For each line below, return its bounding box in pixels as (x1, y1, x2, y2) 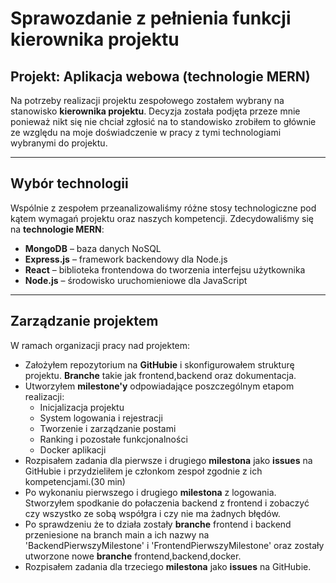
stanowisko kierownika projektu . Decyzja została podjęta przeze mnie (10, 105, 301, 117)
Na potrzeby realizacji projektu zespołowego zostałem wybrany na (10, 95, 285, 106)
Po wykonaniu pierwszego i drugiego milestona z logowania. (24, 486, 277, 498)
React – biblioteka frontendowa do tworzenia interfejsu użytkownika (24, 263, 306, 276)
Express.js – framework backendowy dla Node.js (24, 253, 228, 265)
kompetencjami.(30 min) (24, 475, 126, 487)
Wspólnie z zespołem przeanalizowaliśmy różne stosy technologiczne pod (10, 202, 317, 214)
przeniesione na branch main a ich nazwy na (24, 528, 210, 541)
